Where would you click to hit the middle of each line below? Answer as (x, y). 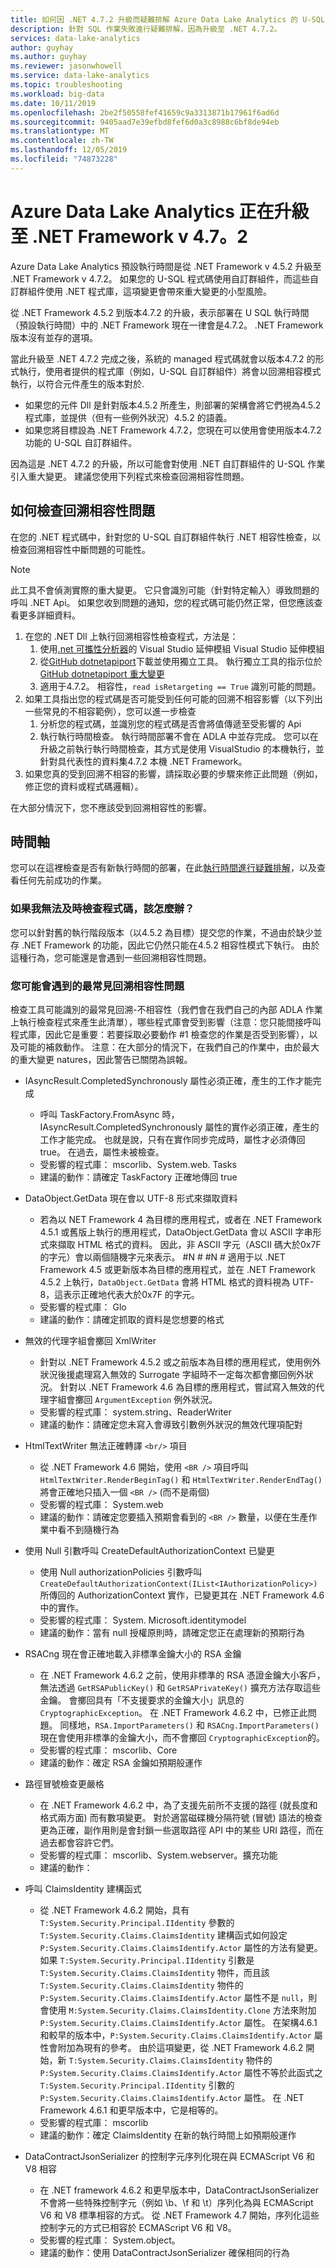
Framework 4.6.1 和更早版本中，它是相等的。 (131, 2110)
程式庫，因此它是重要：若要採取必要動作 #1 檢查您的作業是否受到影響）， (160, 1034)
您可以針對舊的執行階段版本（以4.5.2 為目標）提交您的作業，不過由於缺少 (162, 932)
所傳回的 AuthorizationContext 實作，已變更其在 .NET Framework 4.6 (182, 1595)
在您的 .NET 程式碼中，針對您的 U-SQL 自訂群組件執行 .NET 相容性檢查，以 (166, 537)
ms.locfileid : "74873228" (64, 159)
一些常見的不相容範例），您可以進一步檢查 (110, 711)
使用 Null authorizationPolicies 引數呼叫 (121, 1572)
